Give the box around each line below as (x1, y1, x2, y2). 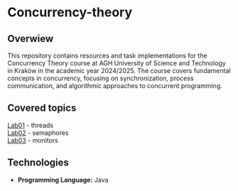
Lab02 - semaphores (7, 129, 69, 137)
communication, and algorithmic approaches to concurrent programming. (7, 82, 222, 89)
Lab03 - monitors (7, 136, 58, 144)
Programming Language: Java (17, 175, 109, 184)
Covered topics (7, 102, 77, 114)
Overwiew (7, 33, 54, 45)
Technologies (7, 157, 70, 169)
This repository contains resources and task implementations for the (7, 51, 207, 60)
